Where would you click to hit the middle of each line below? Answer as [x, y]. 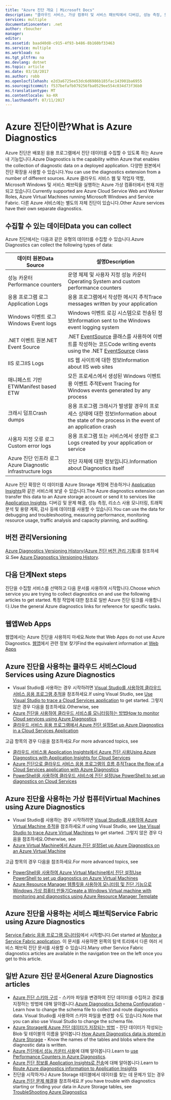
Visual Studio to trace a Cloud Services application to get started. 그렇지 [88, 700]
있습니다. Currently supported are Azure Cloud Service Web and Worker [89, 191]
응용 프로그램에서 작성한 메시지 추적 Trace [115, 297]
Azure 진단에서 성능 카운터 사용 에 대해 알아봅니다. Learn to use [75, 1051]
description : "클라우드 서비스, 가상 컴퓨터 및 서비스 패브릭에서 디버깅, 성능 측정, [84, 15]
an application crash [92, 427]
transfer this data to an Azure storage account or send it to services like [80, 497]
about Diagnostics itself [96, 468]
